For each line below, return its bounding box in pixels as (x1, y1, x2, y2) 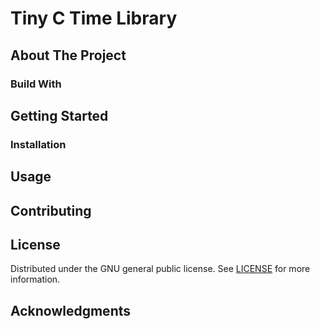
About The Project (10, 47, 127, 64)
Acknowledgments (10, 302, 132, 319)
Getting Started (10, 107, 109, 124)
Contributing (10, 202, 92, 219)
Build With (10, 77, 62, 91)
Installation (10, 137, 67, 151)
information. (10, 273, 61, 286)
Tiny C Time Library (10, 7, 178, 30)
